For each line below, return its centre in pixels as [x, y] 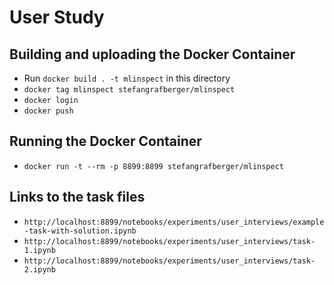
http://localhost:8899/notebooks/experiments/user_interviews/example [174, 222]
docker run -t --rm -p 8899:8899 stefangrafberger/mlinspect [154, 166]
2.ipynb [39, 269]
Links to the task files [77, 197]
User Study [57, 17]
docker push [48, 111]
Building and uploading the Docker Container [152, 54]
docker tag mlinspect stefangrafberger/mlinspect [129, 90]
